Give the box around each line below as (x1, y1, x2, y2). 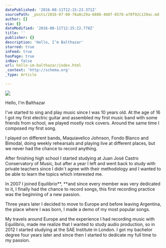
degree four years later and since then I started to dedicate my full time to (5, 232, 157, 238)
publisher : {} (5, 35, 35, 40)
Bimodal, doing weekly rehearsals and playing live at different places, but (5, 140, 156, 146)
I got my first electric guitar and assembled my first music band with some (5, 114, 158, 120)
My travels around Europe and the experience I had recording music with (5, 216, 155, 222)
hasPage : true (5, 53, 35, 59)
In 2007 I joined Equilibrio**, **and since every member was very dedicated (5, 181, 161, 187)
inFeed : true (5, 49, 32, 54)
